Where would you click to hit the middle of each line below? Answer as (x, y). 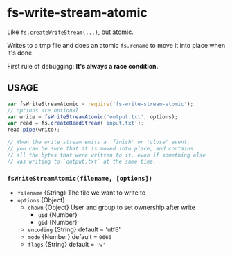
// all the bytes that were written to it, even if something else (107, 155)
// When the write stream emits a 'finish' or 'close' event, (99, 142)
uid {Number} (57, 214)
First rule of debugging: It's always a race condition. (83, 66)
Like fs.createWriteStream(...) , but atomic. (70, 32)
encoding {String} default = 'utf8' (74, 229)
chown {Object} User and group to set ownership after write (111, 207)
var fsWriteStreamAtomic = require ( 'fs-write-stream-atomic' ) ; (100, 104)
